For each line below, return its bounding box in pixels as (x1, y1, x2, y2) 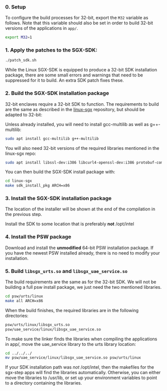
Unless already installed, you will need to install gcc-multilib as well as (5, 121, 149, 127)
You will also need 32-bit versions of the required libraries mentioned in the (5, 145, 160, 151)
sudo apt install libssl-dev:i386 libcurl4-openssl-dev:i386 (5, 160, 135, 165)
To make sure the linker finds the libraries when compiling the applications (5, 336, 158, 342)
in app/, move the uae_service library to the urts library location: (5, 341, 136, 347)
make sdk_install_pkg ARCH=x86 (5, 183, 70, 188)
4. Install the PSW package (5, 233, 72, 240)
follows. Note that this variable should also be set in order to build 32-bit (5, 20, 153, 26)
